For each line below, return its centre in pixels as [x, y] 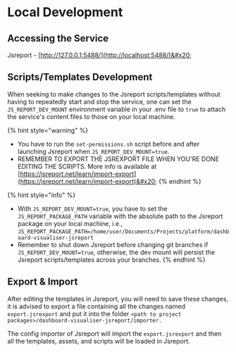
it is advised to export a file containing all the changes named [96, 306]
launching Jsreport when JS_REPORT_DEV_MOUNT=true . [93, 151]
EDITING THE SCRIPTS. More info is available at [87, 166]
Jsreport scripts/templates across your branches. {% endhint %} [111, 259]
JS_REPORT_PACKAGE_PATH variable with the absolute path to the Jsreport [120, 216]
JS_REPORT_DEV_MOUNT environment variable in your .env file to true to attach [117, 109]
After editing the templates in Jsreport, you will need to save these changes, [118, 298]
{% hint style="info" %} [42, 195]
